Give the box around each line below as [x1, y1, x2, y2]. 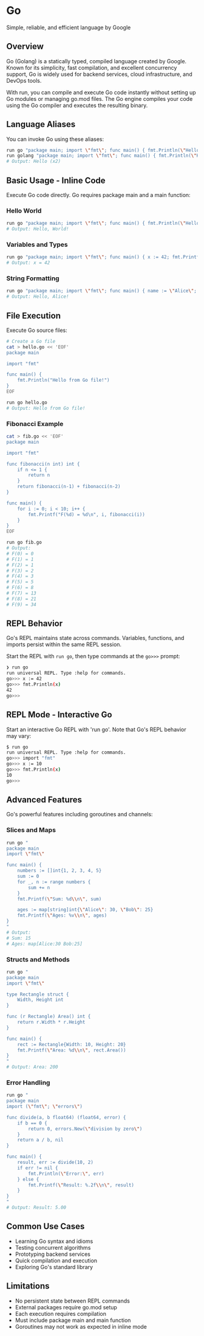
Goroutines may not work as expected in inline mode [15, 1323, 148, 1330]
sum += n [28, 884, 50, 890]
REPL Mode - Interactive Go [6, 709, 112, 720]
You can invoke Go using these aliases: [6, 135, 104, 143]
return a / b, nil [17, 1137, 64, 1143]
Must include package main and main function [15, 1317, 131, 1324]
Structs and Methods [6, 955, 70, 963]
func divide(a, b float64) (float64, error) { [6, 1114, 126, 1120]
